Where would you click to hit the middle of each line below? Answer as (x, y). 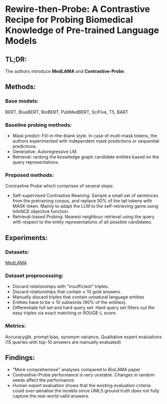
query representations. (36, 162)
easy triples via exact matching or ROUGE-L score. (65, 313)
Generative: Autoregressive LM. (45, 151)
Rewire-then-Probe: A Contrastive (78, 9)
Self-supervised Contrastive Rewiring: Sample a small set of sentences (85, 196)
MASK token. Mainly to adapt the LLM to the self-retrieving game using (85, 206)
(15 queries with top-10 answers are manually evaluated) (63, 342)
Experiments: (27, 238)
